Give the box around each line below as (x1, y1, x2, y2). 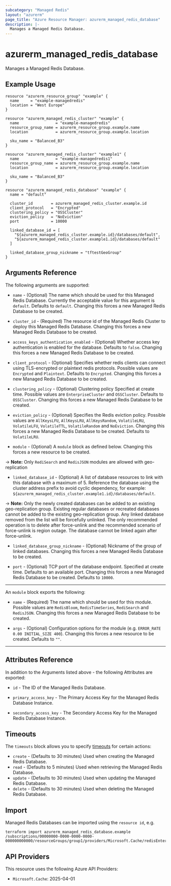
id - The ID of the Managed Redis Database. (12, 684, 106, 690)
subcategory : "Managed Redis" (5, 7, 70, 13)
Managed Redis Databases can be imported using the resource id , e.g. (5, 820, 155, 826)
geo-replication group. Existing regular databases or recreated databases (5, 506, 159, 512)
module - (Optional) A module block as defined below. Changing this (12, 443, 153, 449)
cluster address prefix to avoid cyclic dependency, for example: (12, 485, 146, 491)
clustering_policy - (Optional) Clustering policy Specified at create (12, 386, 155, 392)
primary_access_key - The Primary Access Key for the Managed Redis (12, 694, 159, 700)
